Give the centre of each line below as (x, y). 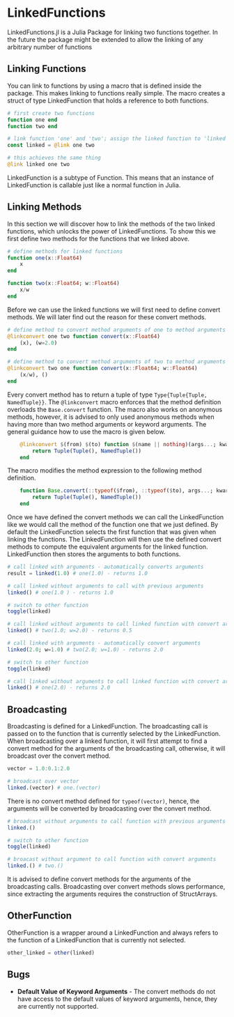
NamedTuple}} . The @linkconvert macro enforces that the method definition (114, 402)
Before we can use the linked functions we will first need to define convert (114, 309)
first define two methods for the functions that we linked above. (99, 238)
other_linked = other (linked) (51, 953)
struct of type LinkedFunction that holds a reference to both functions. (108, 100)
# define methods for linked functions (65, 251)
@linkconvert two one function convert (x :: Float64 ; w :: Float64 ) (102, 368)
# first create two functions (51, 113)
